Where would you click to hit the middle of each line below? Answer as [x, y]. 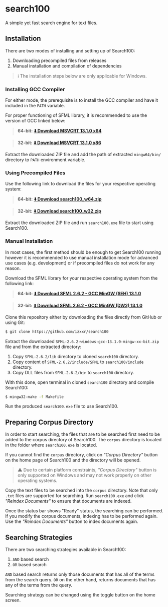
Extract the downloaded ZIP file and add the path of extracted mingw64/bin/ [83, 155]
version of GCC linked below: [35, 121]
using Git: [15, 322]
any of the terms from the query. [39, 585]
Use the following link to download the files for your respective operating [80, 184]
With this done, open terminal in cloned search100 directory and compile [80, 382]
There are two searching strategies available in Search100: [66, 550]
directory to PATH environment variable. [45, 160]
